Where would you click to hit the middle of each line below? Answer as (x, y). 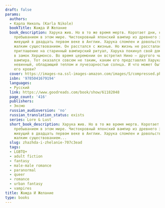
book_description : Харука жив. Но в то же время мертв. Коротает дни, (83, 33)
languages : (21, 83)
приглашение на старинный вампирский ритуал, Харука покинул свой (83, 51)
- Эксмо (17, 106)
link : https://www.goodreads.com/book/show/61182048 (65, 92)
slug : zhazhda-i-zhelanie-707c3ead (46, 143)
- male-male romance (30, 166)
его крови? (25, 69)
